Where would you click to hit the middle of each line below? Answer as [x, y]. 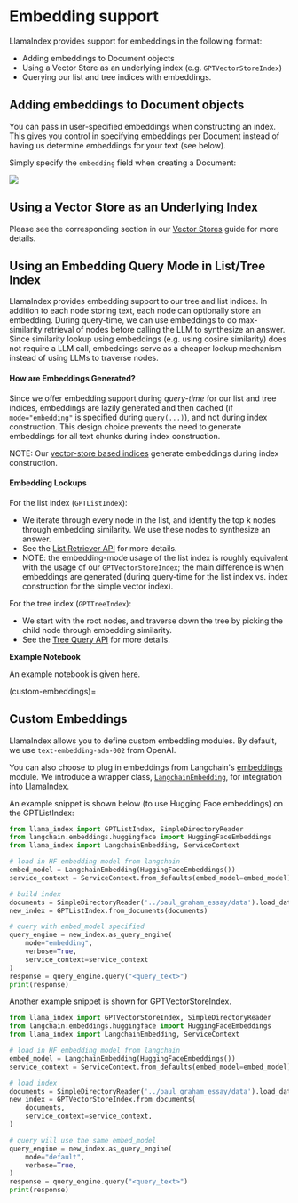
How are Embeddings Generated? [72, 378]
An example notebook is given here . [75, 674]
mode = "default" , [55, 1157]
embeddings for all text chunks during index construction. [115, 436]
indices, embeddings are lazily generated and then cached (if [121, 407]
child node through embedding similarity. [97, 630]
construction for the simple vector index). [98, 586]
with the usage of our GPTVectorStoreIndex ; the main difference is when [153, 567]
